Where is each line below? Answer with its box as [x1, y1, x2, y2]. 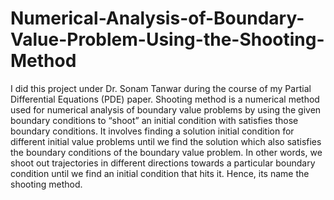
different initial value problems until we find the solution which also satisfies [10, 135, 322, 147]
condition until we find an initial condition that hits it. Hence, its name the [10, 167, 310, 179]
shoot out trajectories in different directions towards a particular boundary [10, 157, 316, 169]
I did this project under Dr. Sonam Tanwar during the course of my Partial [10, 82, 312, 94]
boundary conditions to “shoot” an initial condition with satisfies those [10, 114, 299, 126]
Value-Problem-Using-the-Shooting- [10, 28, 325, 51]
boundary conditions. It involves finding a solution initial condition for [10, 125, 295, 137]
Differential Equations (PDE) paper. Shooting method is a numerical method [10, 93, 320, 105]
